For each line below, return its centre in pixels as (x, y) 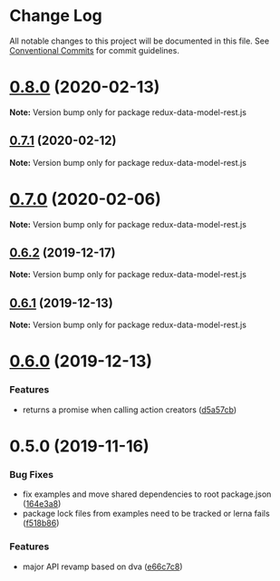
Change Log (56, 16)
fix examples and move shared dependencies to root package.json (147, 494)
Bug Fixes (32, 474)
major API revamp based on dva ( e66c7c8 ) (102, 566)
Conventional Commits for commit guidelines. (94, 50)
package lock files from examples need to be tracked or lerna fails (146, 514)
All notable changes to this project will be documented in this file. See (140, 41)
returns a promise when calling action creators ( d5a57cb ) (130, 410)
